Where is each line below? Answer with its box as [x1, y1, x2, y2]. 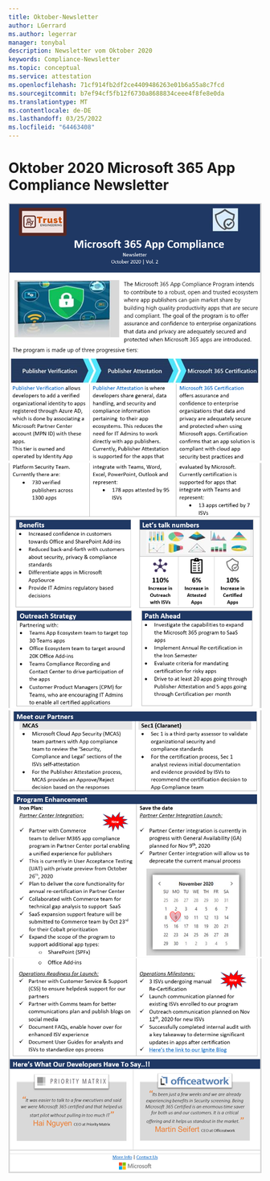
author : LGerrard [8, 21, 67, 30]
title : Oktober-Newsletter [8, 13, 99, 21]
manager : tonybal [8, 39, 67, 47]
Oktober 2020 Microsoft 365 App [8, 159, 235, 177]
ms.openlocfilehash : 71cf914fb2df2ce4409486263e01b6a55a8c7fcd [8, 80, 225, 88]
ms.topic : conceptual [8, 64, 81, 72]
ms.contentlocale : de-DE [8, 106, 92, 114]
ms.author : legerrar [8, 30, 78, 38]
